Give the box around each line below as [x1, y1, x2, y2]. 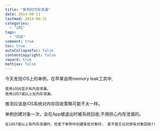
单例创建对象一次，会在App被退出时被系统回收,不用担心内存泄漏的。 [5, 111, 144, 117]
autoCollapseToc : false [5, 48, 54, 53]
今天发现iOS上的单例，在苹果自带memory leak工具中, [5, 76, 113, 82]
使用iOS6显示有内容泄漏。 [5, 87, 51, 91]
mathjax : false [5, 62, 36, 66]
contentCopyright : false [5, 52, 56, 58]
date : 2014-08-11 [5, 12, 41, 17]
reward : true [5, 57, 32, 62]
